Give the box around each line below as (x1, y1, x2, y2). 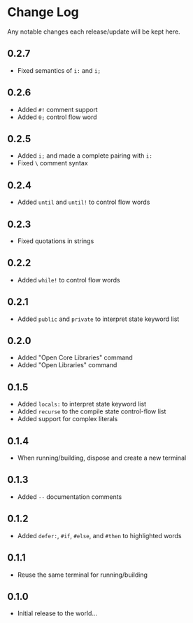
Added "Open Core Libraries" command (17, 353, 133, 362)
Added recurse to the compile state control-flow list (17, 407, 166, 416)
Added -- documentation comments (17, 492, 122, 501)
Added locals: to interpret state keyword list (17, 400, 147, 409)
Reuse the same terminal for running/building (17, 570, 148, 579)
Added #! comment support (17, 105, 98, 114)
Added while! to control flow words (17, 275, 120, 284)
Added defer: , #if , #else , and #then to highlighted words (17, 531, 182, 540)
